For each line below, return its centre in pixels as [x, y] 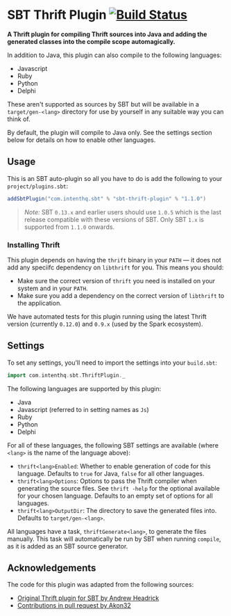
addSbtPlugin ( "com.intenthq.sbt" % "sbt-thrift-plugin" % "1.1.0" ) [107, 198]
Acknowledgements [52, 568]
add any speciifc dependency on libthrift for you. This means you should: [115, 267]
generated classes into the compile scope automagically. [91, 41]
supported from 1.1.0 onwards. [69, 227]
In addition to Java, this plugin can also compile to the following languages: [114, 55]
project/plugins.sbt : [38, 186]
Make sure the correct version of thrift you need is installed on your [116, 281]
